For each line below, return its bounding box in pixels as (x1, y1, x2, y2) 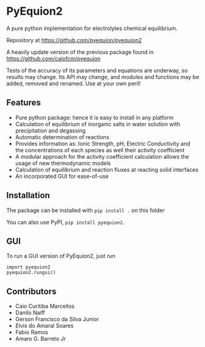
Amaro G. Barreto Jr (15, 335, 66, 343)
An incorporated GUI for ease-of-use (15, 172, 109, 180)
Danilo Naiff (15, 309, 45, 316)
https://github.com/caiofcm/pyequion (6, 55, 101, 62)
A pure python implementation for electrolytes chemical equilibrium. (6, 25, 178, 32)
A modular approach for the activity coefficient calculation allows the (15, 153, 190, 160)
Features (6, 97, 41, 108)
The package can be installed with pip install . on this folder (6, 207, 165, 214)
